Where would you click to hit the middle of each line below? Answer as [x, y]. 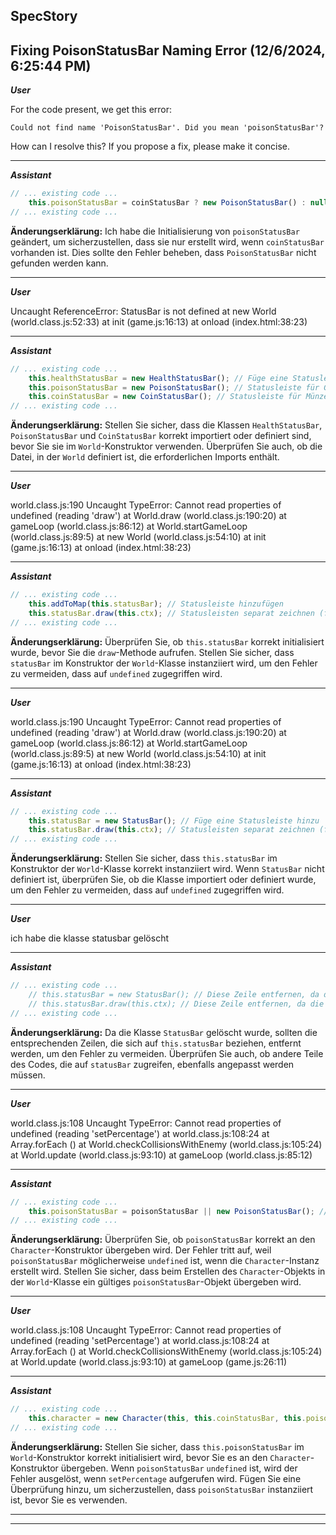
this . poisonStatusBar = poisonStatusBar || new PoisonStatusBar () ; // [178, 1211]
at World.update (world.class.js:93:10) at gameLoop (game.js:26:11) [149, 1362]
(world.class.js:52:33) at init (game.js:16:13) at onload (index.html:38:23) [159, 321]
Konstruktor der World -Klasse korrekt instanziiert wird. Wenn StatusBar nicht [167, 869]
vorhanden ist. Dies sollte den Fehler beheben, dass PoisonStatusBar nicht [163, 252]
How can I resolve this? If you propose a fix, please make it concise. [150, 146]
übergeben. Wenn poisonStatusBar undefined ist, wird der [179, 1468]
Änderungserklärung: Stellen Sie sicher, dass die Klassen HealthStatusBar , [166, 425]
